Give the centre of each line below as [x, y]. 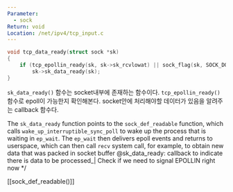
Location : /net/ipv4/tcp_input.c [55, 33]
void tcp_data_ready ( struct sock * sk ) [63, 52]
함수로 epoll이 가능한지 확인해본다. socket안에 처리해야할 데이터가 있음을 [106, 101]
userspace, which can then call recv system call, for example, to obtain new [115, 145]
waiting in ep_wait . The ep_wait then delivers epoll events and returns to [110, 138]
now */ [17, 168]
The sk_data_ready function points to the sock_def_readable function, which [115, 123]
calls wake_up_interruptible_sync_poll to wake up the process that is [107, 131]
